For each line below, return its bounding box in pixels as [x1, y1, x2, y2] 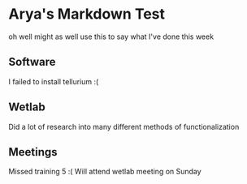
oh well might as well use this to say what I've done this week [8, 32, 214, 41]
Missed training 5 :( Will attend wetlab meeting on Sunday [8, 167, 201, 177]
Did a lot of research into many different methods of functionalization [8, 122, 240, 131]
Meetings [8, 145, 58, 159]
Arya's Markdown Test [8, 5, 165, 24]
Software [8, 55, 56, 69]
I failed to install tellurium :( [8, 76, 99, 86]
